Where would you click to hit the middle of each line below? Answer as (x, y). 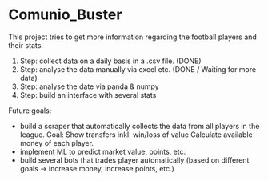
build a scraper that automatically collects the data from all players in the (140, 126)
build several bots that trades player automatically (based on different (134, 160)
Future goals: (30, 111)
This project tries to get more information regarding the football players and (133, 37)
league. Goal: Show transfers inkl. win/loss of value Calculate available (136, 135)
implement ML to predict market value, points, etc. (103, 151)
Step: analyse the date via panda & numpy (89, 86)
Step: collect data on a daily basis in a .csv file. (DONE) (110, 61)
